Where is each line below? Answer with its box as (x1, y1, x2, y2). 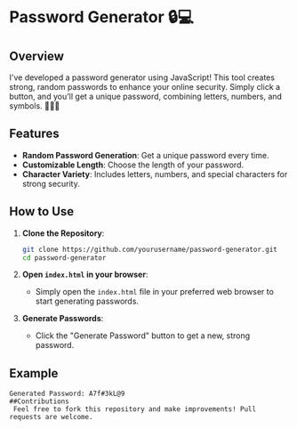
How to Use (9, 204, 75, 219)
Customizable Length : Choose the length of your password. (21, 159, 245, 170)
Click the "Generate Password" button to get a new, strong (35, 330, 251, 341)
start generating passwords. (35, 295, 140, 307)
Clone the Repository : (21, 228, 105, 239)
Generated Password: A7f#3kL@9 (9, 389, 125, 399)
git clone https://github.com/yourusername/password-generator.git (21, 245, 277, 254)
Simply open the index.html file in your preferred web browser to (35, 287, 274, 297)
